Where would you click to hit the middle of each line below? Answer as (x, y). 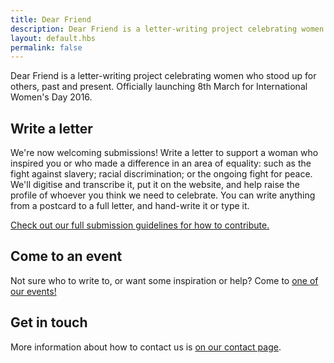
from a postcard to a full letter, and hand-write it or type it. (130, 206)
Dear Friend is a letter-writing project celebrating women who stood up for (163, 76)
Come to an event (66, 256)
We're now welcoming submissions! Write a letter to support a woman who (164, 153)
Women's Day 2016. (51, 97)
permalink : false (46, 47)
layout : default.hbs (53, 38)
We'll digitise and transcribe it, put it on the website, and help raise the (155, 185)
